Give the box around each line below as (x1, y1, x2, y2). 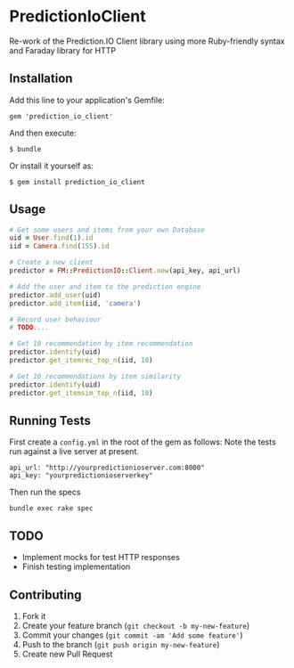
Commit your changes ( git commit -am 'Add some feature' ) (21, 630, 243, 640)
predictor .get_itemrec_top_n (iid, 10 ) (9, 356, 153, 365)
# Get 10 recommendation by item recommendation (9, 339, 193, 348)
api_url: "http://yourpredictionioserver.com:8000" (9, 463, 205, 473)
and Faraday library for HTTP (9, 45, 117, 55)
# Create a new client (9, 258, 94, 267)
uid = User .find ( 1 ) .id (9, 233, 94, 242)
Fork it (21, 611, 46, 621)
